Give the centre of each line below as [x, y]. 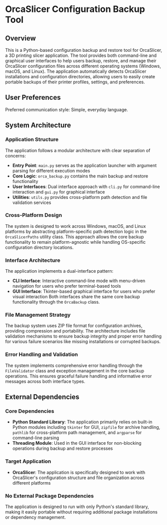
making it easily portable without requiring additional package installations [82, 512]
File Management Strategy [38, 315]
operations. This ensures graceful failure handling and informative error [79, 376]
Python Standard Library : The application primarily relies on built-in [82, 422]
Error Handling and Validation [42, 354]
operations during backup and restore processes [63, 448]
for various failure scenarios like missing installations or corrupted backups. [83, 342]
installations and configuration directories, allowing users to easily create [80, 77]
